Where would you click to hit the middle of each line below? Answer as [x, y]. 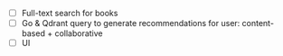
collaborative [79, 33]
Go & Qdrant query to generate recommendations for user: [131, 23]
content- [258, 23]
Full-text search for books [70, 13]
